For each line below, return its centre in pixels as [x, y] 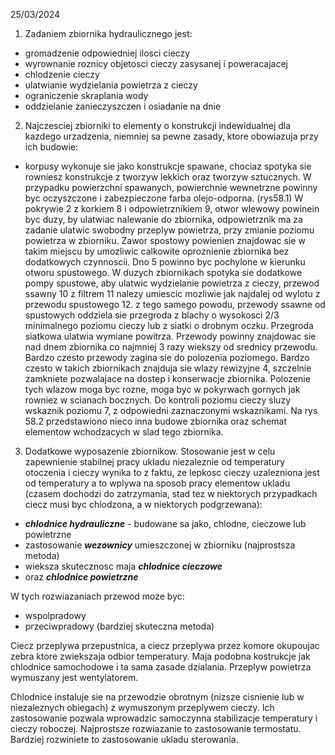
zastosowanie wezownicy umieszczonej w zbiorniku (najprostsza [160, 545]
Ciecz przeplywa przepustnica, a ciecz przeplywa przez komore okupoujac [165, 645]
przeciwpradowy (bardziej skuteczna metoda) [119, 626]
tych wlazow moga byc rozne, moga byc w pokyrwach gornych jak [162, 389]
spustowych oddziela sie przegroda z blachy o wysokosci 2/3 [152, 315]
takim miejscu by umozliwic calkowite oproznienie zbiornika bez [157, 251]
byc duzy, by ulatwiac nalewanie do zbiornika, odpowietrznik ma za [163, 219]
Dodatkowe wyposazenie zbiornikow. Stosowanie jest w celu [150, 451]
